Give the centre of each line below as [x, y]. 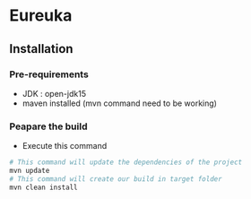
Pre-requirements [49, 74]
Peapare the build [48, 126]
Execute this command [65, 146]
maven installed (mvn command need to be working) [120, 103]
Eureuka [41, 16]
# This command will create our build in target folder [116, 179]
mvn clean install [43, 187]
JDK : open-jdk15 [54, 93]
